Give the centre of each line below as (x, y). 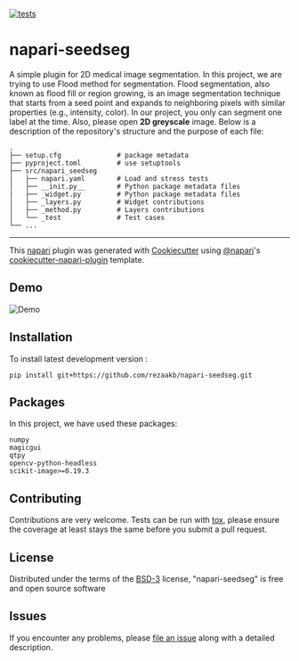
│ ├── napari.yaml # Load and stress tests (109, 178)
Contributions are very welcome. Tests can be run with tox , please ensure (145, 520)
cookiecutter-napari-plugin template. (77, 259)
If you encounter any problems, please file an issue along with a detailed (142, 638)
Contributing (45, 498)
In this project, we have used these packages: (93, 424)
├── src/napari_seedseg (53, 171)
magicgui (25, 448)
